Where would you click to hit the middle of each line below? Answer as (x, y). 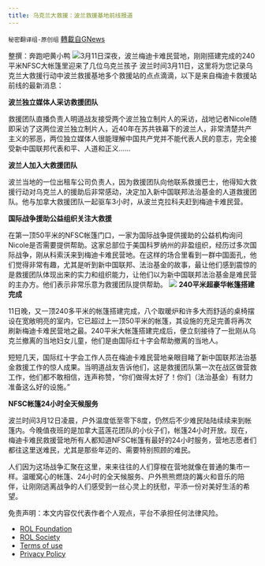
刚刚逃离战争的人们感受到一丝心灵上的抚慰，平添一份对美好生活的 (136, 486)
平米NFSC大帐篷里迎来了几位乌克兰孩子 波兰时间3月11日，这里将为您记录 (127, 65)
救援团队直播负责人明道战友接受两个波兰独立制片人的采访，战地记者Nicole (129, 118)
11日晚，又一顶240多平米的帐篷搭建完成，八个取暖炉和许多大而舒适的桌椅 (128, 311)
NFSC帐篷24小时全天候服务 (53, 404)
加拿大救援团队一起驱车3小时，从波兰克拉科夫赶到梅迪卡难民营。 (141, 201)
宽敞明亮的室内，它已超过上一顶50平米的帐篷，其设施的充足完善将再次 (137, 321)
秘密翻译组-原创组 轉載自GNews (56, 39)
